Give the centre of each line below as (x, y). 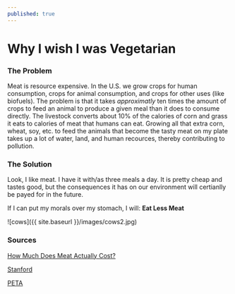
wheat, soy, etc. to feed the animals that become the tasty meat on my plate (117, 131)
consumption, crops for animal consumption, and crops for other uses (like (116, 94)
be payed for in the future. (45, 195)
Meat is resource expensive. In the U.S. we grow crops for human (102, 86)
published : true (31, 14)
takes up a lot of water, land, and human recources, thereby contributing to (116, 139)
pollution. (21, 146)
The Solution (30, 164)
